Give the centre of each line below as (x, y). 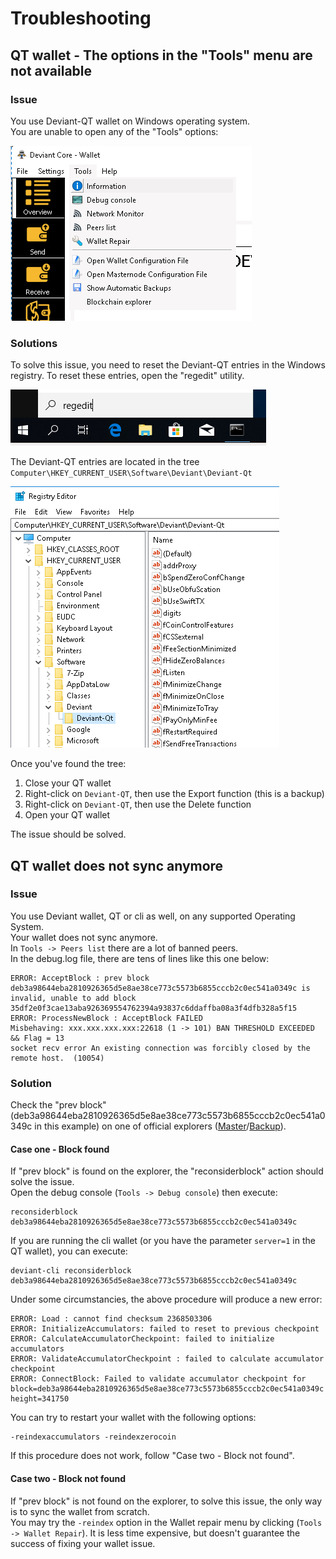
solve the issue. (42, 1182)
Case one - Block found (60, 1149)
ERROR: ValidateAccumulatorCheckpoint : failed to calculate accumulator (167, 1359)
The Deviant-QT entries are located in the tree (105, 462)
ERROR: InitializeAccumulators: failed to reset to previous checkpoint (165, 1329)
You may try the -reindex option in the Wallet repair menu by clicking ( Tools (166, 1522)
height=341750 (40, 1399)
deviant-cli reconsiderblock (71, 1271)
